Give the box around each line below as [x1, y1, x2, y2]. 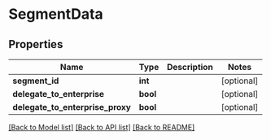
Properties [8, 37, 63, 51]
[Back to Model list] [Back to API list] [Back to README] [8, 123, 195, 132]
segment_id [12, 75, 59, 86]
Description [166, 62, 213, 72]
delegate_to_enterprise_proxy [12, 102, 132, 112]
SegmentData [8, 5, 103, 24]
